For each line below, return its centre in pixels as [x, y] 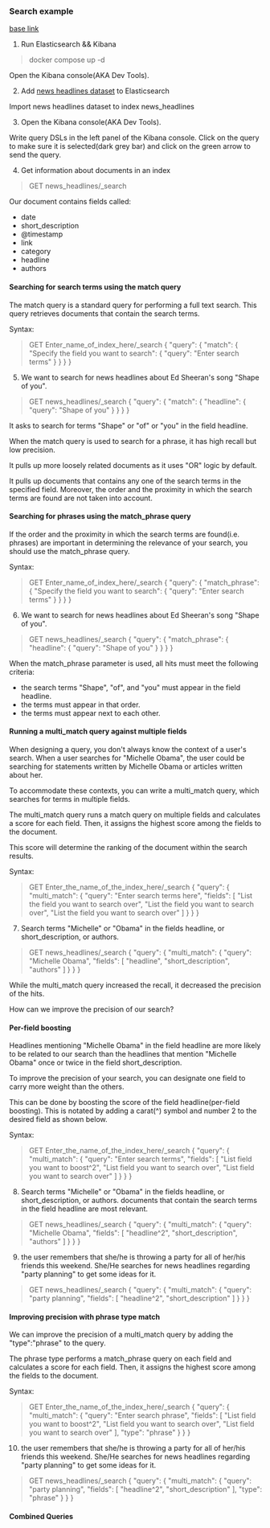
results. [22, 856]
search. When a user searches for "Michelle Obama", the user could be [127, 758]
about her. [26, 774]
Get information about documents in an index [96, 170]
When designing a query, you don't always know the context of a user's [128, 749]
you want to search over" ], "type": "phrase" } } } [110, 1432]
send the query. [35, 155]
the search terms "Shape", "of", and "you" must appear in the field [130, 687]
